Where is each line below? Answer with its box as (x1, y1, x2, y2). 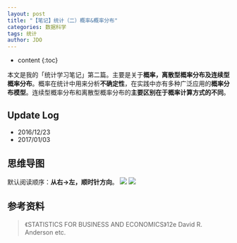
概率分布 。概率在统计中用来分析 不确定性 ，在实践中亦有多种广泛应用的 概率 (7, 79, 224, 88)
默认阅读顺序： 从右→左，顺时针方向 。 (7, 177, 119, 186)
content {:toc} (17, 56, 59, 64)
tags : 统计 (7, 30, 37, 37)
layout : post (7, 10, 46, 18)
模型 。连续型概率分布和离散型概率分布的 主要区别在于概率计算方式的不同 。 (13, 88, 230, 97)
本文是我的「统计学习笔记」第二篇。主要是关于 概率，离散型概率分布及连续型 (7, 71, 230, 79)
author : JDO (7, 37, 42, 44)
